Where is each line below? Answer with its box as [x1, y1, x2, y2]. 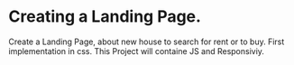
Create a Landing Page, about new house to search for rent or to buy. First [8, 36, 285, 47]
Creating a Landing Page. [8, 6, 202, 27]
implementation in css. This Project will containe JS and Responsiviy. [8, 45, 265, 56]
